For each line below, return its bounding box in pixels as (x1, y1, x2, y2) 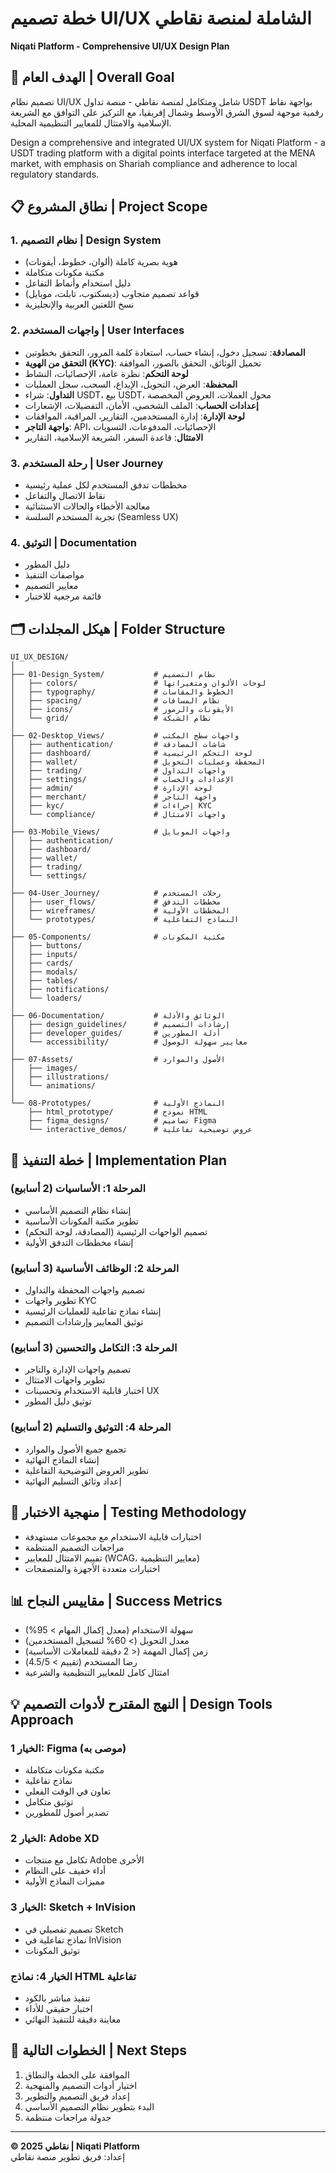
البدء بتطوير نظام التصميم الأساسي (24, 2100, 155, 2112)
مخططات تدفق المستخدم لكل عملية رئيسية (24, 479, 188, 491)
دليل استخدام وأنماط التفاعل (24, 277, 132, 289)
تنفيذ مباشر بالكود (24, 1992, 91, 2004)
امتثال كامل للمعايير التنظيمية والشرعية (24, 1667, 170, 1679)
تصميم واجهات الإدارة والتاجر (24, 1363, 132, 1376)
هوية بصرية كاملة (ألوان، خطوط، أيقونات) (24, 256, 178, 268)
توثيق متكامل (24, 1796, 74, 1808)
